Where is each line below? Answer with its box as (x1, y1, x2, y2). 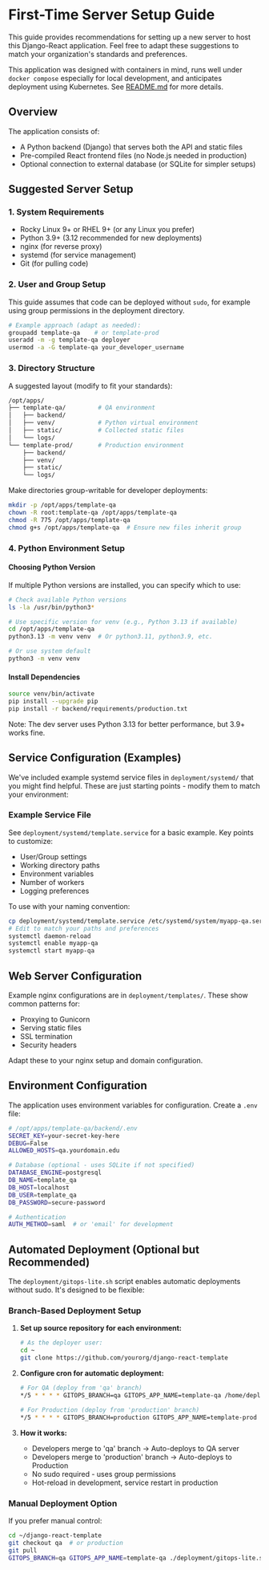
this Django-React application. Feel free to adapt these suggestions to (8, 40, 239, 50)
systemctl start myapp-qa (8, 947, 94, 955)
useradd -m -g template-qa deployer (8, 336, 130, 345)
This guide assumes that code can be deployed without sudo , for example (8, 297, 251, 307)
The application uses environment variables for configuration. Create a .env (8, 1100, 258, 1110)
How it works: (19, 1428, 67, 1437)
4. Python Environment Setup (8, 542, 126, 553)
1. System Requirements (8, 206, 105, 218)
